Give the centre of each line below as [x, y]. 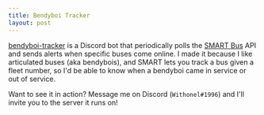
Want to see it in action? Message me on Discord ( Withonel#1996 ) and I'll [126, 94]
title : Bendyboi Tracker [49, 15]
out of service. [32, 79]
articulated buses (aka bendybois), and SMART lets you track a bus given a [131, 62]
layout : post [30, 23]
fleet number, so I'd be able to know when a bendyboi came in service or [127, 70]
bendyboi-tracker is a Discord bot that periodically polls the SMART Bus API [132, 45]
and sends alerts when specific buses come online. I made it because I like [130, 54]
